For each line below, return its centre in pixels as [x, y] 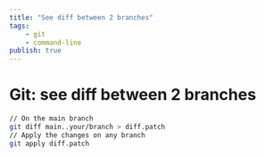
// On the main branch [51, 119]
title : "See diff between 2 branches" [81, 17]
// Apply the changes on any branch [77, 135]
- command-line [54, 42]
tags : [19, 26]
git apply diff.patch [50, 144]
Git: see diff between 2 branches [133, 95]
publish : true [36, 51]
